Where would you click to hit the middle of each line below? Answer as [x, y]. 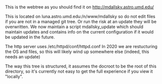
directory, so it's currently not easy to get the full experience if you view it [79, 71]
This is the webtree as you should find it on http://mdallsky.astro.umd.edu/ [80, 7]
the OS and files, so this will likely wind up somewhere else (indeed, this [77, 51]
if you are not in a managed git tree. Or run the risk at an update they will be [81, 22]
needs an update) [23, 57]
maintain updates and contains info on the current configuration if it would [80, 32]
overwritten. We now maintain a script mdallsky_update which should [74, 27]
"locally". [14, 76]
